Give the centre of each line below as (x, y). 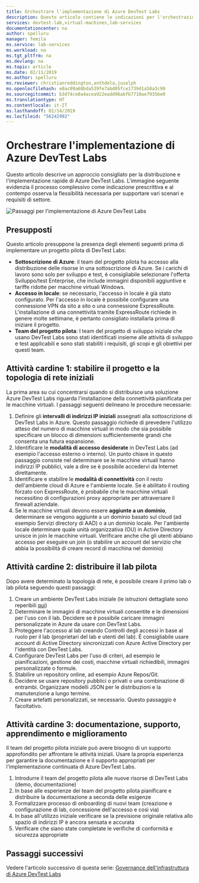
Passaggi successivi (45, 853)
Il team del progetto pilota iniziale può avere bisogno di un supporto (89, 748)
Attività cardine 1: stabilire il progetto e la (83, 369)
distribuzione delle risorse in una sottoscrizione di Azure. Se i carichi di (101, 268)
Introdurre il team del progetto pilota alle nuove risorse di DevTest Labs (101, 778)
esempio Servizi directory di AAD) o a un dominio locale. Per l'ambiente (102, 523)
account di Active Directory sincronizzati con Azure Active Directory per (103, 643)
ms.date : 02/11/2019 (32, 72)
